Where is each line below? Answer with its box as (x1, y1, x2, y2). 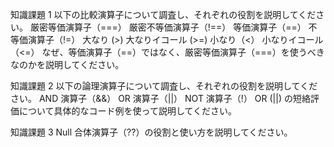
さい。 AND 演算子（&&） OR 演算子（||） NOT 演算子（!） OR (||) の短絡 (10, 93, 311, 104)
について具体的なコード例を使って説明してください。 (18, 105, 238, 117)
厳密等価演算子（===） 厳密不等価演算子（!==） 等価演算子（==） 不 (29, 21, 318, 33)
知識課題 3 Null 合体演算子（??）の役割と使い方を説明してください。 (10, 126, 293, 138)
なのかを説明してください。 (10, 59, 125, 70)
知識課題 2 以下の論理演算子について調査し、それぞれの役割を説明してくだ (10, 80, 318, 92)
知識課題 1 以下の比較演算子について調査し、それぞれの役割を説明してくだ (10, 9, 317, 20)
